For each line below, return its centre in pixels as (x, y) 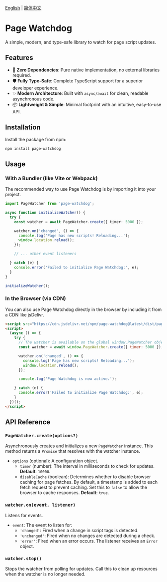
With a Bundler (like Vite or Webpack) (51, 178)
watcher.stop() (24, 558)
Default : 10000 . (35, 472)
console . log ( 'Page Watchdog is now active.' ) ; (67, 379)
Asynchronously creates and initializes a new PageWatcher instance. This (79, 446)
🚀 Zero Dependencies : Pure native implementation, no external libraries (86, 70)
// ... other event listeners (45, 254)
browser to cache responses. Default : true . (64, 493)
